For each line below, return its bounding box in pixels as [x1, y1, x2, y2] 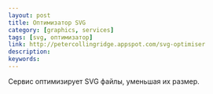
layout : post [8, 11, 51, 20]
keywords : [8, 56, 41, 63]
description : [8, 48, 51, 56]
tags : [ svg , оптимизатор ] [8, 33, 93, 42]
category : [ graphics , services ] [8, 26, 114, 34]
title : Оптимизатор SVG [8, 19, 86, 27]
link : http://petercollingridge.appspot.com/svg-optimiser [8, 41, 206, 49]
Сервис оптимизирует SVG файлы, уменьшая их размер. [8, 76, 200, 86]
